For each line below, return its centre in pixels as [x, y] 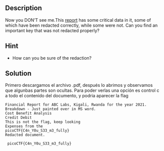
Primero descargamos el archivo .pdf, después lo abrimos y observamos [79, 85]
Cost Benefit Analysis [28, 113]
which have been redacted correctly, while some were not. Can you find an [82, 25]
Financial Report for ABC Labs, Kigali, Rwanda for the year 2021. [76, 105]
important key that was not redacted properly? [52, 30]
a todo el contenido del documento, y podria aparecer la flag [67, 96]
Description [23, 8]
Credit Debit [19, 118]
